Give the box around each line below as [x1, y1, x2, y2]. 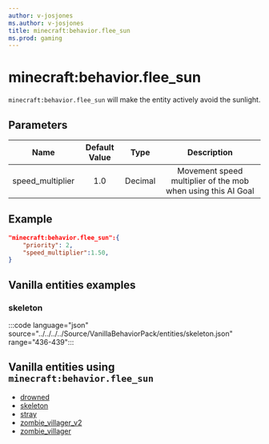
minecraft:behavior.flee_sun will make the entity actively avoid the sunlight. [8, 95, 261, 105]
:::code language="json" [8, 321, 89, 330]
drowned [19, 392, 50, 402]
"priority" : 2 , [22, 241, 74, 249]
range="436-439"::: [8, 338, 74, 346]
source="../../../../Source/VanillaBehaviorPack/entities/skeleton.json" [8, 329, 234, 338]
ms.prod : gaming [8, 34, 62, 42]
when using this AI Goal [165, 186, 255, 196]
